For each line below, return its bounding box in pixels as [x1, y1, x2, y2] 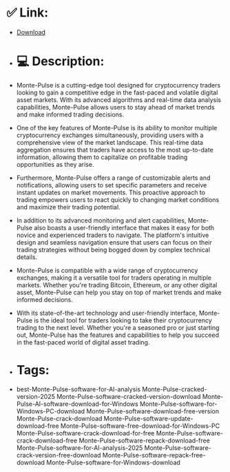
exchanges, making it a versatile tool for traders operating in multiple [16, 274, 211, 282]
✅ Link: [6, 5, 49, 21]
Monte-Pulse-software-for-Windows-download [46, 458, 180, 466]
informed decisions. [16, 295, 74, 304]
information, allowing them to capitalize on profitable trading [16, 153, 188, 161]
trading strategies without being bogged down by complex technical [16, 245, 211, 254]
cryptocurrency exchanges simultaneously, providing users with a [16, 131, 204, 139]
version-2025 [16, 392, 56, 400]
